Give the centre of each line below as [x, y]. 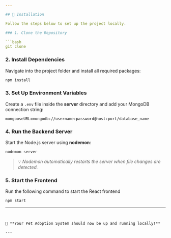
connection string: [24, 109]
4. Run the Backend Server [39, 131]
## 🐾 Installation [25, 14]
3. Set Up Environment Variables [46, 93]
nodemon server [21, 152]
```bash [13, 42]
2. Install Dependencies [35, 60]
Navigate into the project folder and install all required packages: [73, 71]
